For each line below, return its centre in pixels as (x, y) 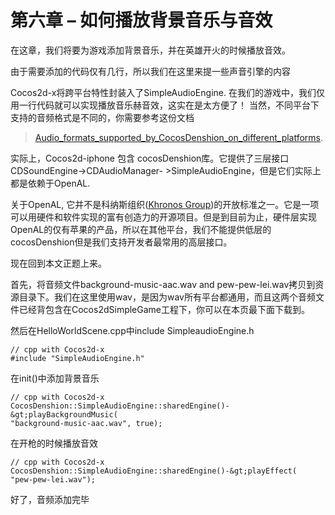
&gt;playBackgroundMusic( (64, 414)
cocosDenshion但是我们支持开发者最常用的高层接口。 (121, 242)
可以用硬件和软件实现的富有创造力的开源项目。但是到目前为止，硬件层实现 (163, 217)
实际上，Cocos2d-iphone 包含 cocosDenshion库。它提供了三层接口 (150, 158)
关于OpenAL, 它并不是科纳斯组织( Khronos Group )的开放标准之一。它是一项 (165, 204)
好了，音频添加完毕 (50, 499)
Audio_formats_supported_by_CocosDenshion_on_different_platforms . (179, 137)
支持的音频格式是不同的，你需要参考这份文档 (102, 117)
